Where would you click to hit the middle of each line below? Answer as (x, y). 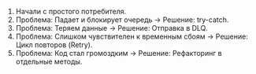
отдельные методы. (49, 61)
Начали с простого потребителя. (71, 11)
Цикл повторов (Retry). (54, 45)
